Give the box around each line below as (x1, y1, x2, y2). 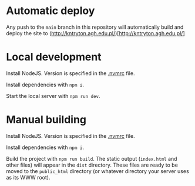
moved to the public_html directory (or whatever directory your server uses (6, 167, 189, 174)
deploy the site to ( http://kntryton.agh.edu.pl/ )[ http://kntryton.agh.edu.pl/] (6, 29, 185, 36)
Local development (6, 50, 102, 64)
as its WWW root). (6, 174, 51, 181)
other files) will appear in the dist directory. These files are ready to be (6, 161, 178, 168)
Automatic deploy (6, 4, 95, 18)
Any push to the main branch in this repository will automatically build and (6, 23, 184, 31)
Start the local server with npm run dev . (6, 92, 101, 99)
